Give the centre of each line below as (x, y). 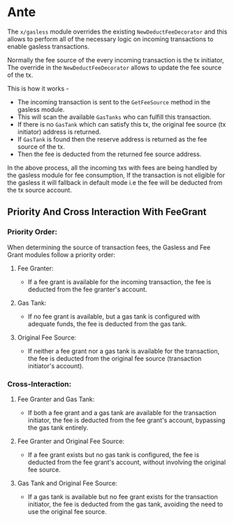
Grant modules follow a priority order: (61, 254)
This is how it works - (38, 88)
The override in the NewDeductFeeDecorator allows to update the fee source (115, 67)
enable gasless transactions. (48, 46)
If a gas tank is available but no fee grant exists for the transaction (123, 496)
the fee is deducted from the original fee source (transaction (115, 358)
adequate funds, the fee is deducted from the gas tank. (107, 323)
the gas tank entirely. (58, 427)
